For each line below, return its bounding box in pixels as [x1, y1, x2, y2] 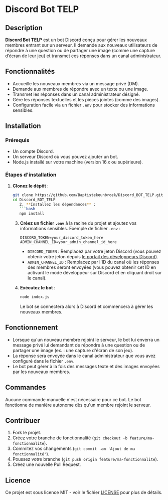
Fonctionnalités [5, 67, 55, 76]
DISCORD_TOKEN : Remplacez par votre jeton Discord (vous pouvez [27, 248, 161, 254]
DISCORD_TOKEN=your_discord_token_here [20, 235, 104, 240]
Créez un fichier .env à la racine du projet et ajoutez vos [20, 220, 137, 226]
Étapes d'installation [5, 172, 57, 179]
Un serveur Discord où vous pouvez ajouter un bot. [12, 153, 119, 159]
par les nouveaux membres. [12, 369, 70, 375]
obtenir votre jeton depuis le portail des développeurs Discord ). [27, 254, 158, 260]
